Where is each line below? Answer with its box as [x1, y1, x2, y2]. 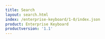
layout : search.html [5, 12, 49, 17]
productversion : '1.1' [5, 26, 53, 31]
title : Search [5, 7, 35, 13]
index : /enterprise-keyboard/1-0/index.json [5, 17, 100, 22]
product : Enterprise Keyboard [5, 21, 69, 27]
